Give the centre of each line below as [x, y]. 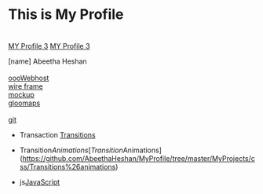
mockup [22, 95]
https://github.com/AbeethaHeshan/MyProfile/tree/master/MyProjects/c [139, 159]
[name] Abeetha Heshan [48, 61]
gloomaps [24, 103]
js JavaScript [40, 182]
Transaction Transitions [57, 135]
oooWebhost [29, 78]
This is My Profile [66, 15]
